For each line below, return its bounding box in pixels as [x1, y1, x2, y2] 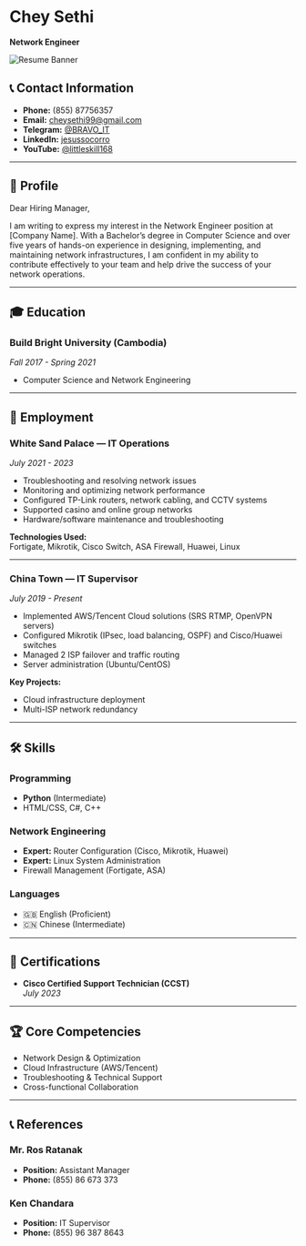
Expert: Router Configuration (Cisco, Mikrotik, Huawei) [22, 846, 229, 856]
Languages [9, 887, 61, 900]
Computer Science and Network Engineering [22, 375, 191, 386]
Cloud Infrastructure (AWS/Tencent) [22, 1062, 158, 1073]
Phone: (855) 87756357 [22, 105, 114, 116]
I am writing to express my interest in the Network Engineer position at [9, 220, 273, 231]
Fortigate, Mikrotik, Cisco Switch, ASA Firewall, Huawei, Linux [9, 541, 240, 552]
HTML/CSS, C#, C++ [22, 802, 102, 813]
